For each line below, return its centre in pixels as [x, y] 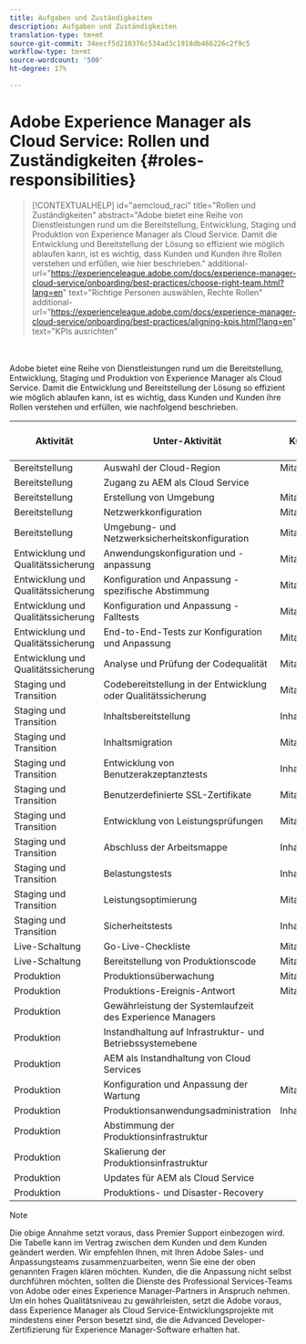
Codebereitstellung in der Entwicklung [185, 684]
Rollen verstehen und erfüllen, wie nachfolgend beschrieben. [124, 407]
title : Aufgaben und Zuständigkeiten [81, 18]
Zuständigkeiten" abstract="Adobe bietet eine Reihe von [138, 214]
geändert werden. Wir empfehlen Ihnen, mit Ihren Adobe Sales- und [137, 1252]
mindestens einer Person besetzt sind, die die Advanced [115, 1319]
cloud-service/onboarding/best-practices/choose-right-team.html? [158, 283]
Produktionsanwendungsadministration [187, 1111]
